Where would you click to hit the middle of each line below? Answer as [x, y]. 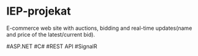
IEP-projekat [39, 11]
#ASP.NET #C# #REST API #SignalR [52, 46]
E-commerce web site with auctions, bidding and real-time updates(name [99, 28]
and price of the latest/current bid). [51, 34]
